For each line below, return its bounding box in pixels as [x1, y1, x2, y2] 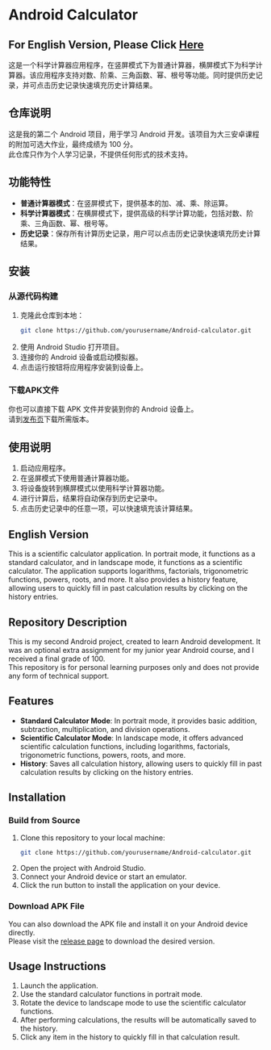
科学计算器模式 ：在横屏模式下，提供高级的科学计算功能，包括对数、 [19, 208, 247, 218]
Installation [8, 791, 66, 805]
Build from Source [8, 815, 81, 826]
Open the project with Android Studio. [19, 864, 147, 873]
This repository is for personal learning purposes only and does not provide [8, 662, 260, 671]
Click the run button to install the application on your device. [19, 881, 220, 890]
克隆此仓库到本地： [19, 311, 85, 320]
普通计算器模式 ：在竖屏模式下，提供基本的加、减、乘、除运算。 [19, 198, 232, 207]
